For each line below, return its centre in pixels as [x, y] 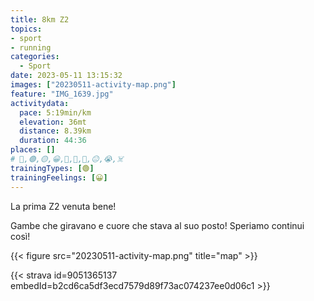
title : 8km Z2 [40, 19]
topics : [26, 29]
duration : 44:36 [53, 141]
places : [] [33, 150]
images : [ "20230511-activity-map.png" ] [93, 85]
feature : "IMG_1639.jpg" [62, 94]
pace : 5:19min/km [55, 112]
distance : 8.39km [55, 131]
